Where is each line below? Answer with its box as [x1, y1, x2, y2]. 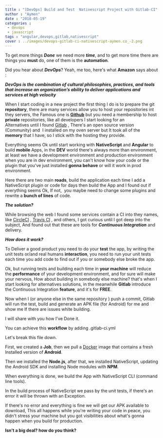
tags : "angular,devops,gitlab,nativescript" [5, 35, 99, 39]
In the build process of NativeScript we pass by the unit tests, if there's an [5, 388, 153, 394]
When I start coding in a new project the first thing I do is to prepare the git [5, 101, 155, 107]
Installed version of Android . [5, 349, 62, 355]
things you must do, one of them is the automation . [5, 57, 109, 63]
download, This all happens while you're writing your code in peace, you [5, 407, 150, 413]
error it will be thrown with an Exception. [5, 393, 86, 399]
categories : [5, 20, 32, 26]
